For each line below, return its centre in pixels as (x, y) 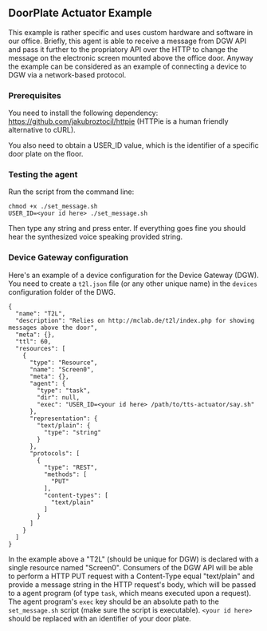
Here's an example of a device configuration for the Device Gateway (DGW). (133, 275)
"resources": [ (41, 348)
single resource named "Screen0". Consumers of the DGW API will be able (131, 567)
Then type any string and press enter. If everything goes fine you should (127, 228)
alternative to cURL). (42, 130)
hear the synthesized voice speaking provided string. (96, 237)
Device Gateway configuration (69, 257)
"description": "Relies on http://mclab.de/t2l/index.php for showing (135, 320)
